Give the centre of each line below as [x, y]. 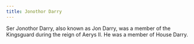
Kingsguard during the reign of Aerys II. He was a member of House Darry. [97, 34]
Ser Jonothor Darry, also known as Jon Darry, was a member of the [88, 28]
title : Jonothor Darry [34, 11]
